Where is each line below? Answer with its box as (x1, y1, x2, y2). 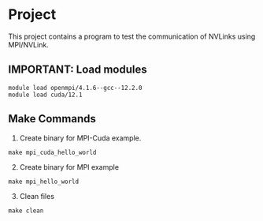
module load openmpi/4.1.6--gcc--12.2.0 (8, 84, 143, 92)
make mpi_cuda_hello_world (8, 148, 97, 156)
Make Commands (8, 112, 96, 125)
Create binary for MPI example (19, 162, 120, 171)
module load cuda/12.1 (8, 91, 83, 99)
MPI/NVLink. (8, 39, 49, 49)
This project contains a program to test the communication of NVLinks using (8, 32, 256, 41)
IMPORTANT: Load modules (8, 63, 147, 77)
